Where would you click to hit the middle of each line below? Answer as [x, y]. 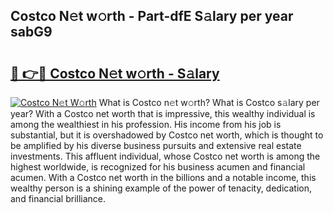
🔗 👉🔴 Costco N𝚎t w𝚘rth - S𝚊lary [115, 73]
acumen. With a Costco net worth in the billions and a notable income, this [163, 177]
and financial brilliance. [58, 198]
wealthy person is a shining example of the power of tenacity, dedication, [161, 188]
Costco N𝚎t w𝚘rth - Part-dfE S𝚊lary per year [152, 16]
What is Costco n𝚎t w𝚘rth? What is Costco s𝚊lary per [209, 102]
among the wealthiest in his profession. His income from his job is [146, 124]
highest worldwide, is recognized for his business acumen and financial [158, 167]
